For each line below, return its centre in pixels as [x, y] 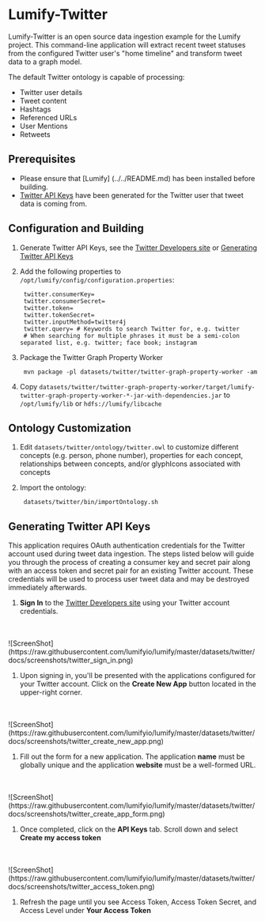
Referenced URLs [48, 117]
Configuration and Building [76, 228]
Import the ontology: [53, 487]
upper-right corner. [51, 692]
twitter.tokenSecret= [59, 315]
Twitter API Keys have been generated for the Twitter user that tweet [131, 195]
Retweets [35, 134]
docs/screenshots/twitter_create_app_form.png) [87, 814]
